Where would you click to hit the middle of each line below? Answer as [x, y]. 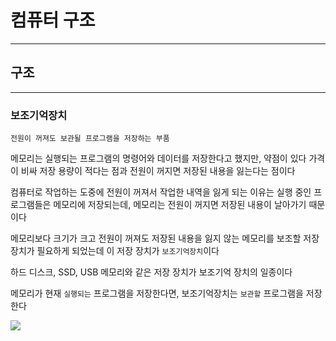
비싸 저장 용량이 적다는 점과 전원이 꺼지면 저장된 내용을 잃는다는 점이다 [158, 171]
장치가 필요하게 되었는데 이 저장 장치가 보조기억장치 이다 [115, 251]
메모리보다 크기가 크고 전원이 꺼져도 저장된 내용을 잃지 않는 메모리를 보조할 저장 [165, 238]
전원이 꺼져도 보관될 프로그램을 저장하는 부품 [90, 139]
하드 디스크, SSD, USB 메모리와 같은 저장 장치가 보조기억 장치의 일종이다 [151, 272]
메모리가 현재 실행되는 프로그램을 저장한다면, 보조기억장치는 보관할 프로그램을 [157, 293]
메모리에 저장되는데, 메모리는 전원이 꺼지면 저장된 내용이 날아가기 [180, 205]
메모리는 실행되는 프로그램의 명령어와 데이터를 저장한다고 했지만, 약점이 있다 [158, 158]
